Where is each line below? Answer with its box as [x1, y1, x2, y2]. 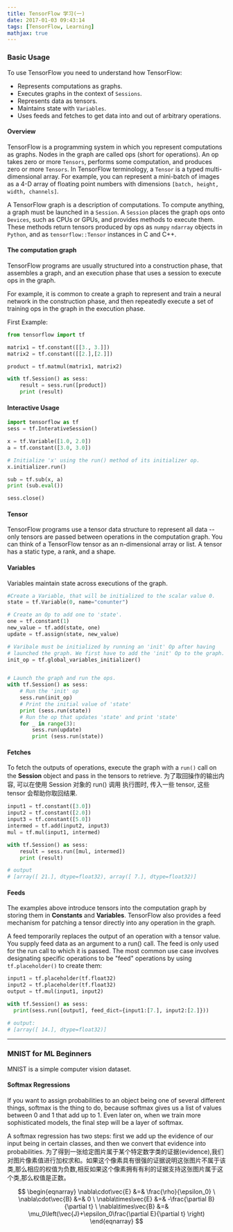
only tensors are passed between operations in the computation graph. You [7, 533, 223, 541]
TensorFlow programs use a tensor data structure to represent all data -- [7, 526, 215, 534]
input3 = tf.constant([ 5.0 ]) [7, 816, 92, 823]
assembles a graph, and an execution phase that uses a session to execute [7, 268, 222, 277]
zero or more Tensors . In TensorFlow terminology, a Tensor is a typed [7, 165, 204, 173]
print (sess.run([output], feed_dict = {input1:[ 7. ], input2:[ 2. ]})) [13, 1007, 209, 1014]
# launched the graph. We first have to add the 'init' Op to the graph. [7, 649, 225, 657]
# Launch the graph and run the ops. [7, 675, 116, 682]
